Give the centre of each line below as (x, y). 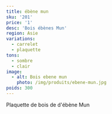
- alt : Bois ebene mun (39, 77)
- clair (21, 66)
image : (14, 72)
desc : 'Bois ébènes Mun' (37, 28)
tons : (13, 55)
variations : (21, 39)
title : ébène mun (27, 11)
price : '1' (19, 22)
